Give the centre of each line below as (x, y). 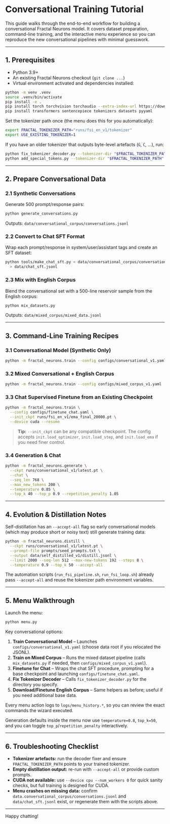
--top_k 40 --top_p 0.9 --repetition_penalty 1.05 (64, 494)
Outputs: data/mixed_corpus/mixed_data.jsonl (53, 315)
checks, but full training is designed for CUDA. (61, 785)
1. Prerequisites (30, 60)
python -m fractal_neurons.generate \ (46, 466)
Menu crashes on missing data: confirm (55, 791)
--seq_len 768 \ (27, 480)
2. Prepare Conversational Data (56, 179)
